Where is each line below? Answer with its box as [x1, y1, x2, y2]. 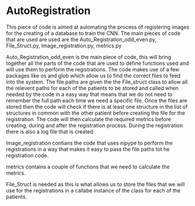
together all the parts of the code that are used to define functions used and [6, 60, 189, 67]
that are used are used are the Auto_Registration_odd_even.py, [6, 36, 157, 43]
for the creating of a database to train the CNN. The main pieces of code [6, 29, 181, 36]
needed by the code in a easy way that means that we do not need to [6, 91, 173, 98]
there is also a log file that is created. [6, 128, 95, 135]
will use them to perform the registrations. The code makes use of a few [6, 66, 180, 73]
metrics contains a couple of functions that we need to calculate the [6, 163, 170, 170]
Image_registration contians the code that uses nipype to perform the [6, 139, 173, 146]
